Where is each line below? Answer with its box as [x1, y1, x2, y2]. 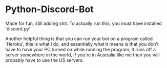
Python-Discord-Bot [5, 4, 94, 15]
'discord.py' [5, 25, 31, 31]
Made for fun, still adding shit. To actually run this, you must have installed [5, 20, 162, 26]
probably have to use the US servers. [5, 57, 84, 63]
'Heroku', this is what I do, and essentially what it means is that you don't [5, 41, 159, 47]
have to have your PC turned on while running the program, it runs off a [5, 46, 156, 52]
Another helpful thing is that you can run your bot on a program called [5, 36, 153, 42]
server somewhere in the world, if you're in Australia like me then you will [5, 52, 160, 58]
